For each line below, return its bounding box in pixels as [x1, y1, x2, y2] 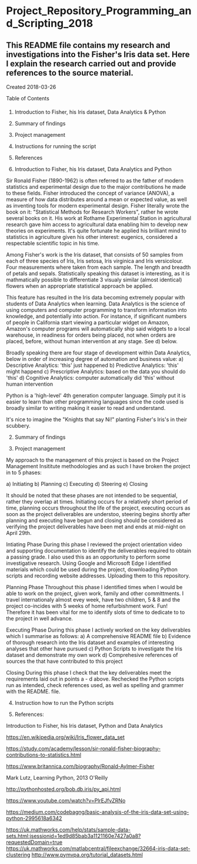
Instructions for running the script [14, 143, 96, 150]
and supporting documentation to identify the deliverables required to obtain [6, 547, 192, 554]
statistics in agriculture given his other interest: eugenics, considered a [6, 233, 178, 240]
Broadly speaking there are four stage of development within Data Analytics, [6, 349, 191, 356]
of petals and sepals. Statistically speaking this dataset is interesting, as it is [6, 270, 190, 277]
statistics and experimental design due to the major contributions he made [6, 183, 186, 190]
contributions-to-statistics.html [6, 751, 81, 758]
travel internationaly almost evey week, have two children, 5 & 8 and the [6, 596, 181, 603]
